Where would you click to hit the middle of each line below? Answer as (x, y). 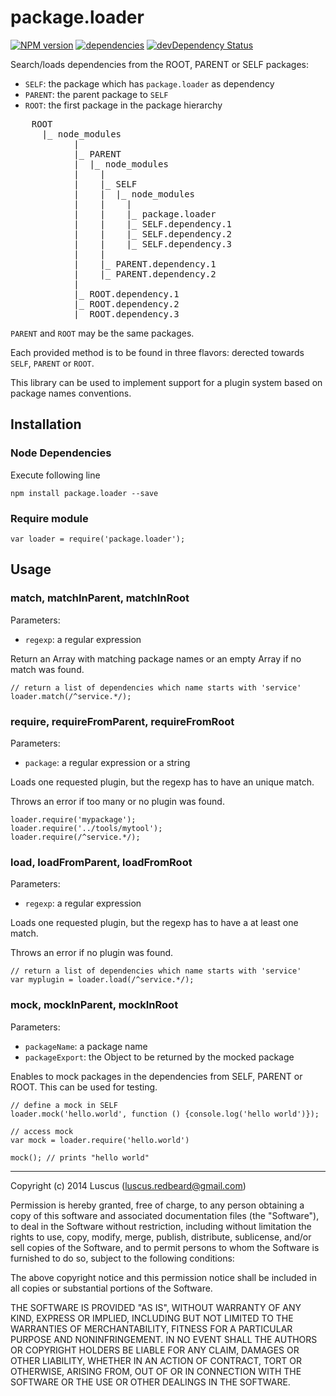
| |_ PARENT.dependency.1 (145, 264)
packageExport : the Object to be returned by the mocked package (159, 1057)
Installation (46, 424)
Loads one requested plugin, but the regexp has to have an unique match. (162, 782)
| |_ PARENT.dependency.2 (145, 274)
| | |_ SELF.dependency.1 (153, 224)
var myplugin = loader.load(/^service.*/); (102, 980)
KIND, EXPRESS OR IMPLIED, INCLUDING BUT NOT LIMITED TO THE (152, 1318)
